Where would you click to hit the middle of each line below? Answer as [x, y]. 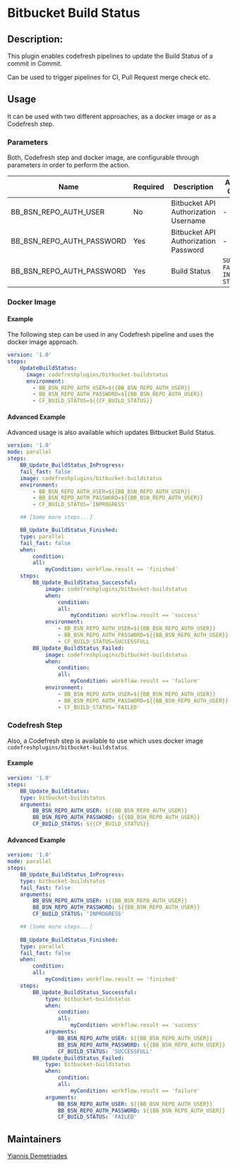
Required [148, 187]
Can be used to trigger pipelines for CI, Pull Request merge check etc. [109, 77]
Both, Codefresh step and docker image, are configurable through [103, 157]
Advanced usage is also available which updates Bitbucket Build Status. [111, 433]
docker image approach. [43, 342]
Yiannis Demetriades [37, 1156]
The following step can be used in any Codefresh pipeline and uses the [111, 335]
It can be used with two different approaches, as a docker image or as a [112, 116]
